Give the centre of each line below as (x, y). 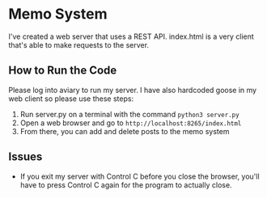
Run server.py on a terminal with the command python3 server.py (130, 114)
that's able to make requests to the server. (79, 44)
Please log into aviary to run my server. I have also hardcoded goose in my (133, 90)
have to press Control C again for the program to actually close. (126, 185)
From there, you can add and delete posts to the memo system (125, 131)
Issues (25, 157)
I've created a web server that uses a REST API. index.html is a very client (131, 36)
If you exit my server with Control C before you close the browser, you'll (140, 176)
